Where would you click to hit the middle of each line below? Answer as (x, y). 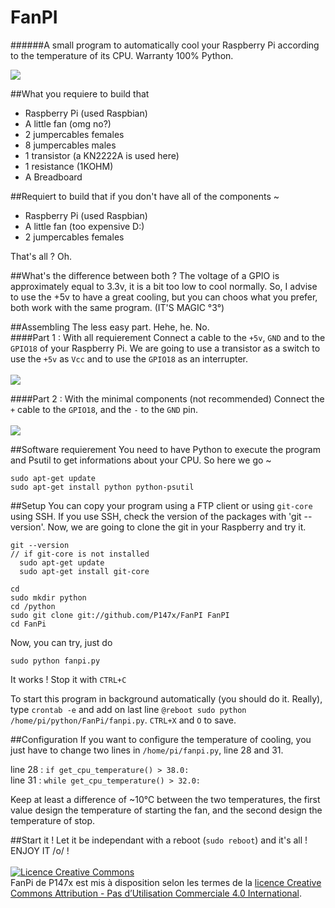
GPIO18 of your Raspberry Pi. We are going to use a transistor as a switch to (165, 348)
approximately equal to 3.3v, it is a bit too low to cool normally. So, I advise (164, 286)
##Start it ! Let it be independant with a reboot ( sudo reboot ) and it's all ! (159, 840)
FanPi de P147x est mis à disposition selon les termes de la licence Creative (166, 882)
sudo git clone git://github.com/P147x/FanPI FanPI (120, 615)
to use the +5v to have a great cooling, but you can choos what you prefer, (164, 297)
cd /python (33, 606)
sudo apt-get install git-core (84, 571)
